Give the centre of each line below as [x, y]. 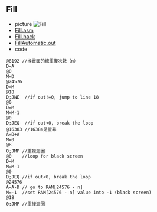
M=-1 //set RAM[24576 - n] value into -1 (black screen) [79, 192]
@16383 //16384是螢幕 [31, 129]
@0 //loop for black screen [45, 156]
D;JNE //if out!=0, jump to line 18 [53, 97]
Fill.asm [24, 30]
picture [23, 24]
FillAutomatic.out [35, 43]
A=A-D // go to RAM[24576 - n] [45, 187]
